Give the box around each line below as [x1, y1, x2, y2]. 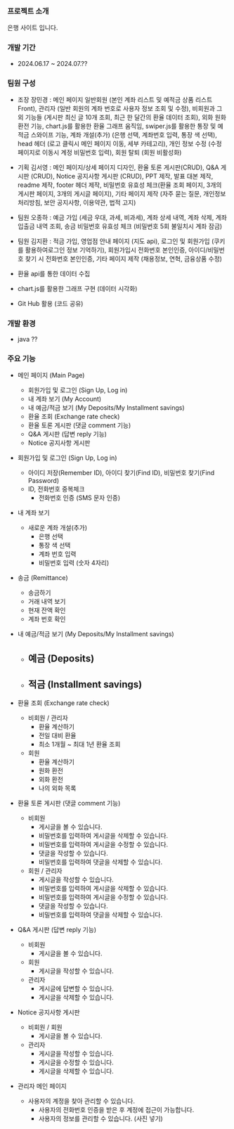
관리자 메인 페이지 [17, 1081, 67, 1090]
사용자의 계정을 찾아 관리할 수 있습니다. [27, 1097, 136, 1105]
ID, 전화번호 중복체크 [27, 485, 85, 493]
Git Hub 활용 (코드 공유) [17, 299, 84, 307]
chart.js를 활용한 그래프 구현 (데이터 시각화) [17, 284, 138, 292]
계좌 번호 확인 [27, 615, 66, 624]
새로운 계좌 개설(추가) [27, 524, 88, 532]
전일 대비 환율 [38, 731, 77, 740]
